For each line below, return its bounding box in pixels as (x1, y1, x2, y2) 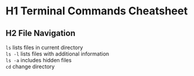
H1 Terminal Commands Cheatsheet (5, 4, 188, 18)
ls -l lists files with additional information (5, 50, 110, 57)
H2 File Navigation (5, 28, 75, 38)
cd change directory (5, 63, 55, 70)
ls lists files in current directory (5, 44, 83, 51)
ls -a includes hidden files (5, 57, 72, 63)
